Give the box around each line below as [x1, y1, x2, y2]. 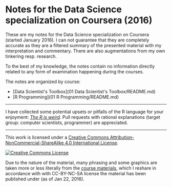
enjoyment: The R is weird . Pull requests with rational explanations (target [5, 114, 160, 120]
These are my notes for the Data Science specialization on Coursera [5, 31, 149, 37]
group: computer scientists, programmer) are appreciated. [5, 119, 128, 126]
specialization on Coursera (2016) [5, 14, 153, 26]
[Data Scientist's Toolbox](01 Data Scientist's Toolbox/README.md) [12, 88, 156, 94]
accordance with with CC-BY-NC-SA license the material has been [5, 170, 146, 176]
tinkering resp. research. [5, 53, 57, 59]
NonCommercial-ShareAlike [5, 139, 64, 146]
